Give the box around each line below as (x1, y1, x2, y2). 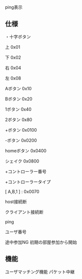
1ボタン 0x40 (5, 106, 32, 112)
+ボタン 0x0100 (5, 127, 37, 133)
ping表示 (5, 4, 23, 10)
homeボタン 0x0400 (5, 148, 47, 154)
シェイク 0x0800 (5, 158, 40, 164)
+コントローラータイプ (5, 179, 51, 184)
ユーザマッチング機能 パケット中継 (5, 269, 75, 275)
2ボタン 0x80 (5, 117, 33, 122)
